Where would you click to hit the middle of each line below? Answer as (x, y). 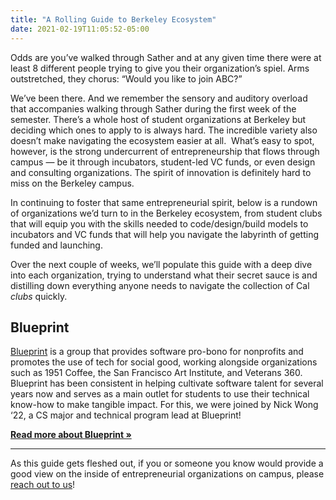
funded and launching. (56, 245)
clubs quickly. (39, 296)
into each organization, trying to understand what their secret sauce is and (164, 275)
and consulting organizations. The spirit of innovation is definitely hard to (161, 172)
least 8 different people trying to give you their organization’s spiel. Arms (160, 68)
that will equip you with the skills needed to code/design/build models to (159, 223)
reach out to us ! (43, 485)
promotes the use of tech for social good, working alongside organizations (164, 362)
